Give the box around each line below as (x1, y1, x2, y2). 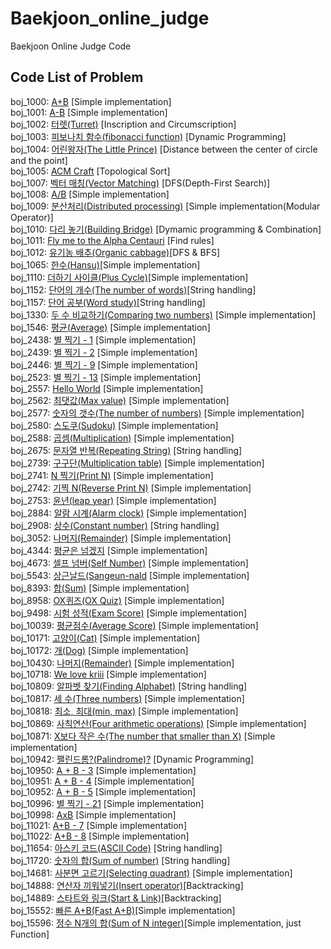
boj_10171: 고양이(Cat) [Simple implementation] (10, 632, 201, 644)
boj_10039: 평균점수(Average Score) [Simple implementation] (10, 619, 259, 631)
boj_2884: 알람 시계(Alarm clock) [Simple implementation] (10, 507, 247, 519)
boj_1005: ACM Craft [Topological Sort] (10, 165, 171, 177)
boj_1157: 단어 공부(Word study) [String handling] (10, 296, 206, 308)
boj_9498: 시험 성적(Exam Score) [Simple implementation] (10, 607, 248, 619)
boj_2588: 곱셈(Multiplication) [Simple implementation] (10, 432, 235, 444)
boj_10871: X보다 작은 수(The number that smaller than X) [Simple (10, 730, 276, 742)
